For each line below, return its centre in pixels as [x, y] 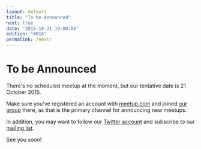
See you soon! [24, 139]
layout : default [26, 12]
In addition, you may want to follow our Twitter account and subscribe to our [100, 121]
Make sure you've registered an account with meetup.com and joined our [97, 104]
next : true [20, 23]
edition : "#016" [26, 34]
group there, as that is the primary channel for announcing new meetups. [97, 110]
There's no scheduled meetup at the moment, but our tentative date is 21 [96, 86]
